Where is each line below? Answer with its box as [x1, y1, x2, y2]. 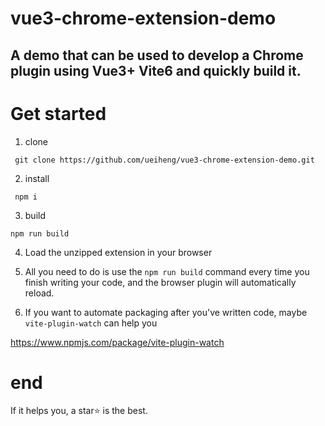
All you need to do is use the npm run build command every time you [24, 265, 310, 277]
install [24, 172, 50, 184]
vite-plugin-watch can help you [24, 317, 158, 329]
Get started [10, 102, 107, 125]
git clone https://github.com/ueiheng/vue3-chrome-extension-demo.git [14, 155, 315, 165]
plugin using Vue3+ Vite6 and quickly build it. [10, 62, 302, 79]
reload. [24, 287, 55, 299]
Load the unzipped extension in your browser [24, 246, 213, 258]
